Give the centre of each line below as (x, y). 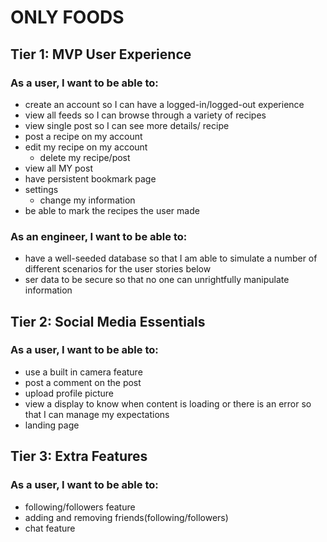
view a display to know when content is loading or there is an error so (168, 403)
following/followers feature (80, 507)
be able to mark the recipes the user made (112, 210)
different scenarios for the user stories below (118, 269)
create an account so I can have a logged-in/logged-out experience (164, 104)
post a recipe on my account (83, 136)
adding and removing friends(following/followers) (126, 517)
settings (41, 189)
